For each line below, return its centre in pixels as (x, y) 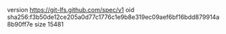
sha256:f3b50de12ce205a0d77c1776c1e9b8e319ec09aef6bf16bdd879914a (113, 17)
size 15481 (49, 24)
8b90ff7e (20, 24)
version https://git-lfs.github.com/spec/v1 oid (71, 10)
